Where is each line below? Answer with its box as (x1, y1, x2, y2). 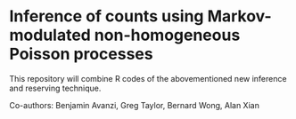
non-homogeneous (94, 25, 241, 45)
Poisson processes (9, 44, 153, 64)
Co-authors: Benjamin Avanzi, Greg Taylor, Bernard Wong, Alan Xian (9, 99, 260, 110)
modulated (9, 25, 91, 45)
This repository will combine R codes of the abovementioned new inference (9, 73, 287, 83)
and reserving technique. (9, 83, 102, 93)
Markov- (207, 6, 272, 27)
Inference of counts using (9, 6, 204, 27)
